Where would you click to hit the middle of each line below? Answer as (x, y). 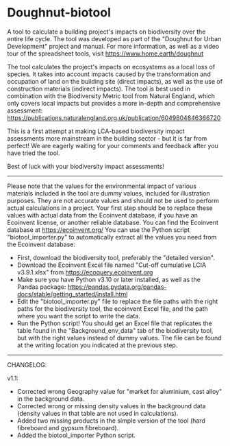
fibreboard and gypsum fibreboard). (68, 427)
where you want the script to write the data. (78, 316)
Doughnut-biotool (59, 13)
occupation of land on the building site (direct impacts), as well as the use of (115, 81)
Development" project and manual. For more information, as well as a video (113, 46)
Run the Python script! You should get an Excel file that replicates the (114, 323)
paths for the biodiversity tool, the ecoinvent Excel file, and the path (113, 308)
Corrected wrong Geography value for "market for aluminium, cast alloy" (119, 391)
